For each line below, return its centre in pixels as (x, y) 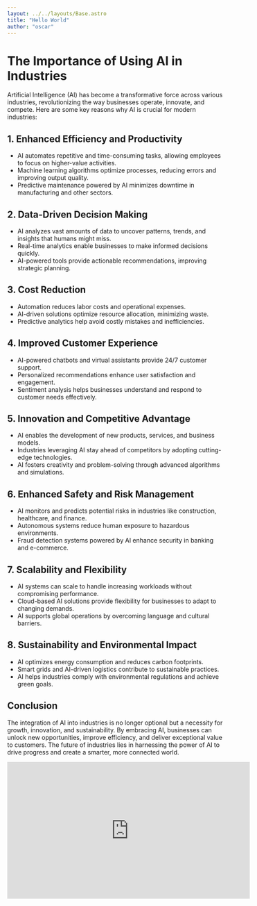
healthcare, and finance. (52, 518)
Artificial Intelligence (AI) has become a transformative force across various (115, 95)
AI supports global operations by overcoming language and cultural (113, 616)
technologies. (53, 458)
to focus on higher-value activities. (67, 163)
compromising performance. (58, 594)
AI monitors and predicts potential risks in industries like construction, (117, 511)
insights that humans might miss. (64, 238)
